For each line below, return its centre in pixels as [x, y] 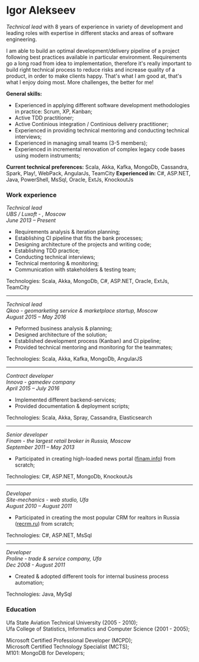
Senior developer [27, 435]
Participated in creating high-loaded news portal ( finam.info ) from [95, 459]
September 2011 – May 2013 [41, 447]
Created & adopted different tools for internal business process [92, 576]
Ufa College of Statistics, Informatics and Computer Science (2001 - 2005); [98, 629]
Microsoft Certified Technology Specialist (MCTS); [68, 647]
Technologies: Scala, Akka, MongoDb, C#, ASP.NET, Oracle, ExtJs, [88, 281]
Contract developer [30, 376]
